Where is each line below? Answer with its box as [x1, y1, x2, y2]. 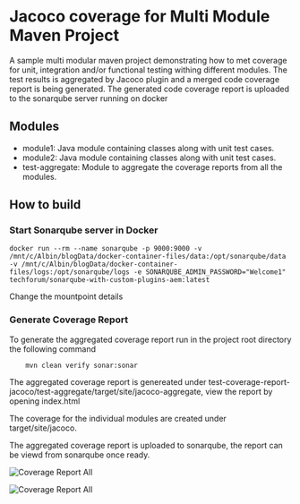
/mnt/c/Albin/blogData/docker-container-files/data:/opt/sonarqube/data [9, 252, 287, 261]
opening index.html [9, 396, 81, 406]
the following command [9, 343, 97, 355]
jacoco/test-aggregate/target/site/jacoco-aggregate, [9, 386, 204, 397]
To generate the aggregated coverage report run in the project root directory [9, 334, 292, 345]
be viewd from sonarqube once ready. [9, 449, 150, 460]
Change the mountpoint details [9, 291, 124, 302]
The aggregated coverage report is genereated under [9, 376, 207, 387]
